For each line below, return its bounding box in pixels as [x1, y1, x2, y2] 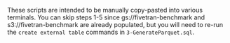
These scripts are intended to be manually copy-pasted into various [7, 6, 203, 14]
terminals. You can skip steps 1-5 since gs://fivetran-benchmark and [7, 13, 205, 21]
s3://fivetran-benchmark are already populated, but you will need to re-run [7, 21, 224, 28]
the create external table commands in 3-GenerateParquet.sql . [7, 28, 195, 36]
